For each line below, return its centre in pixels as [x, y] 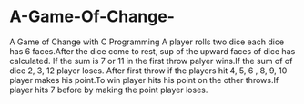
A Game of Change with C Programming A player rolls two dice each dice [147, 42]
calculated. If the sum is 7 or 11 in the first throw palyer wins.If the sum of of [151, 61]
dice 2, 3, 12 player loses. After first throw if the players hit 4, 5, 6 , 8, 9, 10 [148, 71]
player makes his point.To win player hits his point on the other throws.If [144, 80]
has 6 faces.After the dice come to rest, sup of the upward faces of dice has [152, 51]
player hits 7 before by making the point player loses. [109, 90]
